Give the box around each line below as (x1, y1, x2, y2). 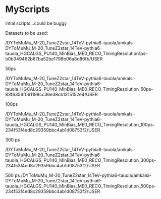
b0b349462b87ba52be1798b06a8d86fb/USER (5, 55, 103, 61)
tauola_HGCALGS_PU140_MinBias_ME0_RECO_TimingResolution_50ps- (5, 86, 153, 92)
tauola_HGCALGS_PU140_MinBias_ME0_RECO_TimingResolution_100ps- (5, 121, 155, 127)
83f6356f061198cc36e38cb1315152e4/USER (5, 91, 98, 97)
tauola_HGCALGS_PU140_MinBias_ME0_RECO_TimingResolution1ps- (5, 50, 148, 56)
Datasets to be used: (5, 30, 48, 36)
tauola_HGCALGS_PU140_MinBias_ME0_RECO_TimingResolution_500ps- (5, 183, 156, 189)
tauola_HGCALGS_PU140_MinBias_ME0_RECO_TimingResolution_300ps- (5, 157, 156, 163)
